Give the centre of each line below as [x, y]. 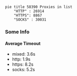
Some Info [17, 31]
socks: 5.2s [23, 70]
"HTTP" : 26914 [29, 11]
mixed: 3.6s [23, 54]
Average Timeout [23, 43]
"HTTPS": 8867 [28, 15]
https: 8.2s [23, 64]
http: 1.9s [21, 59]
